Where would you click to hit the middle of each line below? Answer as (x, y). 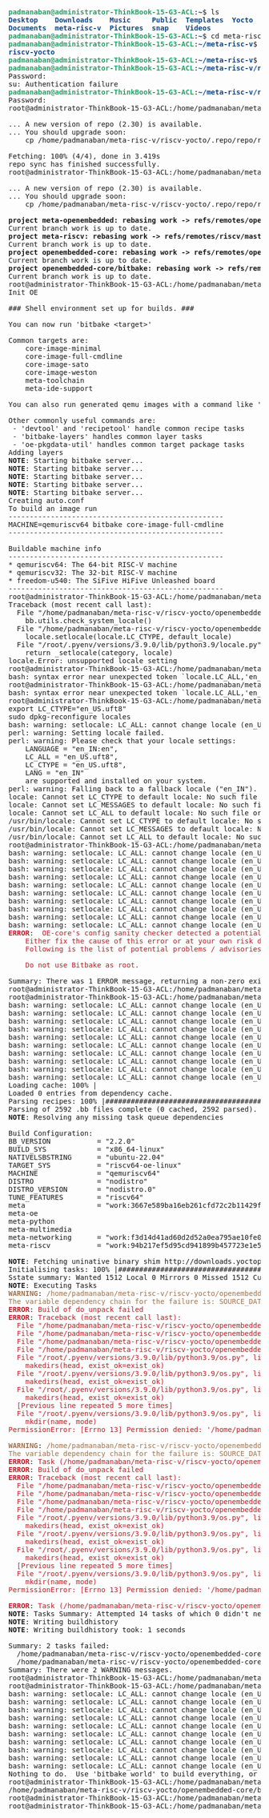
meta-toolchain (55, 380)
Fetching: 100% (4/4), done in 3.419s (84, 156)
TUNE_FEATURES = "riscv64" (76, 1197)
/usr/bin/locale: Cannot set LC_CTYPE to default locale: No (131, 821)
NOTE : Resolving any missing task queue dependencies (116, 1117)
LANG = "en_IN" (55, 773)
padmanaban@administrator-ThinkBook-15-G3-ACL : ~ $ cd (114, 36)
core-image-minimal (63, 348)
